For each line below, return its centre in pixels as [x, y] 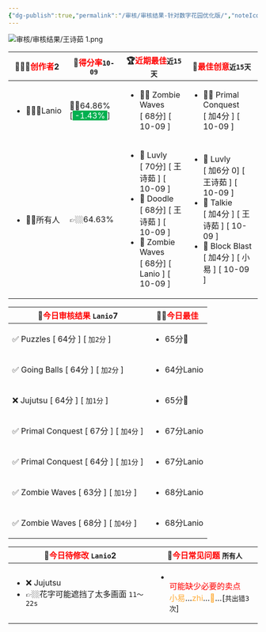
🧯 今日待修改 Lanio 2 [80, 555]
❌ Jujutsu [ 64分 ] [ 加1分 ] [61, 400]
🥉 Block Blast [227, 246]
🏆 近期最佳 [147, 60]
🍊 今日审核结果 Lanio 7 [78, 316]
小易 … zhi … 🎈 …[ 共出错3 [209, 598]
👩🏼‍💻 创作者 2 [37, 66]
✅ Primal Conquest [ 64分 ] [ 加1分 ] [78, 461]
